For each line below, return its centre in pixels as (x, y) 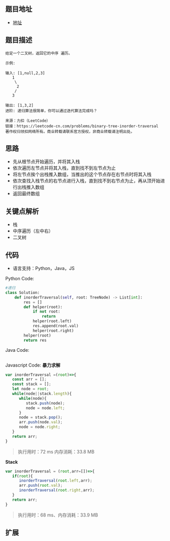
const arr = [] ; (29, 379)
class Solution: (22, 292)
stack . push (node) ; (45, 403)
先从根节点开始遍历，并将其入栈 (46, 162)
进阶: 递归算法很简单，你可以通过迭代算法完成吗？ (51, 111)
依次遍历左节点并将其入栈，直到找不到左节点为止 (64, 168)
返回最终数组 (26, 194)
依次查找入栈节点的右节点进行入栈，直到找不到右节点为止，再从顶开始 (87, 181)
